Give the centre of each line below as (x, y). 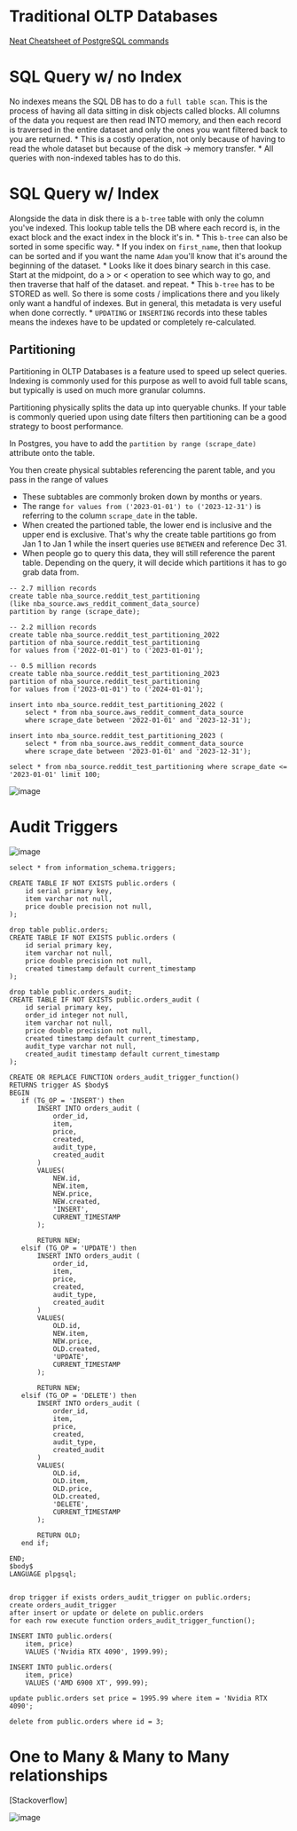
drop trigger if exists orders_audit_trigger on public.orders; (130, 1597)
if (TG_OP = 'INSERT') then (73, 1100)
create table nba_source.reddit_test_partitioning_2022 (114, 635)
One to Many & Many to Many (120, 1756)
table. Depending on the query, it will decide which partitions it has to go (154, 562)
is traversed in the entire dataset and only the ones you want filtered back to (148, 130)
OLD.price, (73, 1489)
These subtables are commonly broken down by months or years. (142, 496)
